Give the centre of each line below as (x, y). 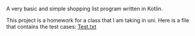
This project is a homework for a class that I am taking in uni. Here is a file (98, 20)
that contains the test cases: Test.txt (51, 27)
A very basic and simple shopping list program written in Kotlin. (85, 9)
